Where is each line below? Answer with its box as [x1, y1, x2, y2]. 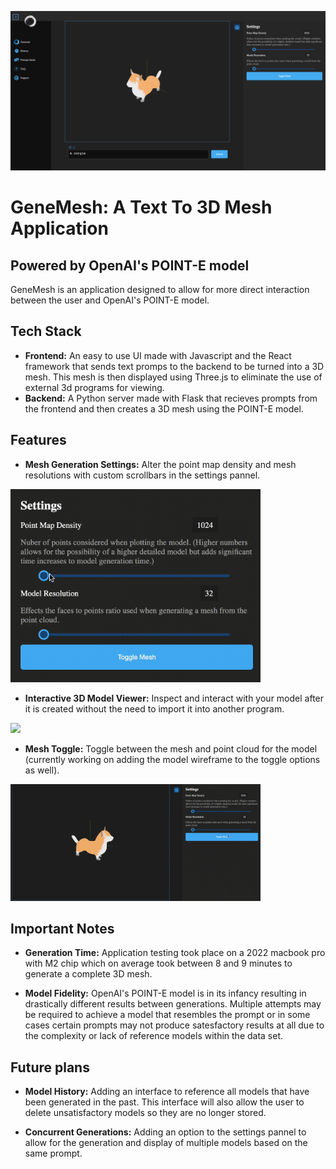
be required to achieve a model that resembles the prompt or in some [24, 1009, 311, 1021]
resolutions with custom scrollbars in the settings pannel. [24, 469, 261, 481]
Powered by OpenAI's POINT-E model [10, 257, 250, 274]
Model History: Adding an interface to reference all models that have [24, 1086, 310, 1098]
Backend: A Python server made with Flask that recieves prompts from [24, 392, 318, 404]
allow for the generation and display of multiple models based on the [24, 1137, 308, 1149]
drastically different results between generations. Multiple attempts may [24, 998, 322, 1010]
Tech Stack [10, 323, 82, 340]
